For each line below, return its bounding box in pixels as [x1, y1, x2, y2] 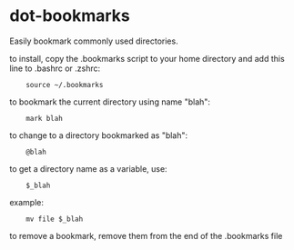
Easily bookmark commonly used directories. [9, 35, 179, 46]
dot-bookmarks [9, 5, 130, 26]
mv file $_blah [25, 215, 84, 224]
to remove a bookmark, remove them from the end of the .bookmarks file [9, 230, 283, 241]
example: [9, 196, 44, 207]
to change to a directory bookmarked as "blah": [9, 129, 188, 141]
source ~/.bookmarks [25, 80, 104, 89]
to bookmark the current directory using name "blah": [9, 96, 211, 107]
